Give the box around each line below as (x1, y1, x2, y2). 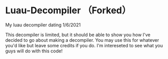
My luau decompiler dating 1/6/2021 (5, 21, 81, 28)
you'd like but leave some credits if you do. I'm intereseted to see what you (5, 42, 163, 48)
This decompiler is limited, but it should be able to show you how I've (5, 32, 151, 38)
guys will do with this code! (5, 48, 63, 54)
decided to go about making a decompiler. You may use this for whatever (5, 37, 159, 43)
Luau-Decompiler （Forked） (5, 5, 131, 16)
